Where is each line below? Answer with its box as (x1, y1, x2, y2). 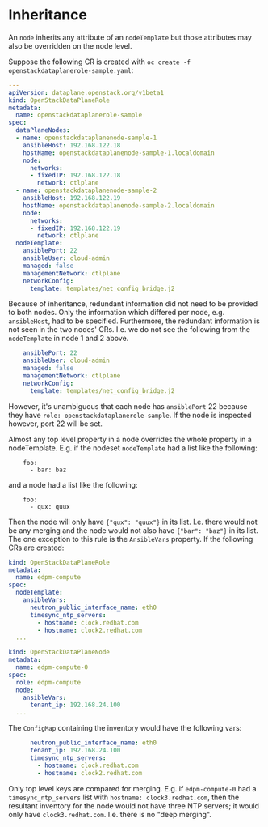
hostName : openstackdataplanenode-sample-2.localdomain (23, 201, 216, 210)
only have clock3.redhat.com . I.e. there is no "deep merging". (8, 809, 212, 819)
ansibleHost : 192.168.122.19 (23, 194, 121, 202)
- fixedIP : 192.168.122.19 (29, 224, 121, 232)
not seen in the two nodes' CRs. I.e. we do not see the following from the (8, 325, 251, 335)
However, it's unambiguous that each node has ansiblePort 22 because (8, 401, 248, 411)
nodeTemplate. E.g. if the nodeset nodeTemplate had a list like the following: (8, 443, 258, 453)
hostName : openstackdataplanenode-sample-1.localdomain (23, 148, 216, 157)
